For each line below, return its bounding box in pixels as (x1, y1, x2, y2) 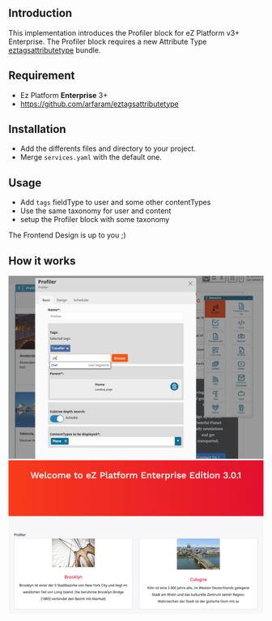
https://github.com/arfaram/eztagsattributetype (19, 99, 180, 109)
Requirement (8, 69, 75, 83)
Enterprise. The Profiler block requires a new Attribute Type (8, 36, 207, 46)
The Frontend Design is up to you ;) (8, 230, 127, 240)
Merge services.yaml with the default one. (19, 152, 162, 162)
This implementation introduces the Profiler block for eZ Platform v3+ (8, 28, 240, 37)
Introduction (8, 6, 73, 20)
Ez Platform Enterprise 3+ (19, 90, 108, 100)
